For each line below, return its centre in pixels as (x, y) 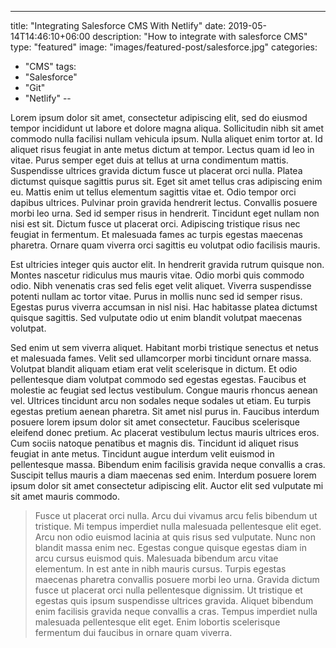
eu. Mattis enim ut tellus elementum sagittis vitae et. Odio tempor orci (153, 192)
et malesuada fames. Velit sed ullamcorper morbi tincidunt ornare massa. (161, 358)
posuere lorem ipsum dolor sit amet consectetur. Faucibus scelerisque (155, 422)
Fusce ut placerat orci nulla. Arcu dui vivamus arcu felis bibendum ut (176, 515)
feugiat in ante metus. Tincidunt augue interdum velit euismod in (142, 454)
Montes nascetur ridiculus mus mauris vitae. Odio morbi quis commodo (157, 275)
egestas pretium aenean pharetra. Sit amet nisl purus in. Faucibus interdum (165, 411)
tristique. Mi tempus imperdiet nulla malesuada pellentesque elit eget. (178, 526)
